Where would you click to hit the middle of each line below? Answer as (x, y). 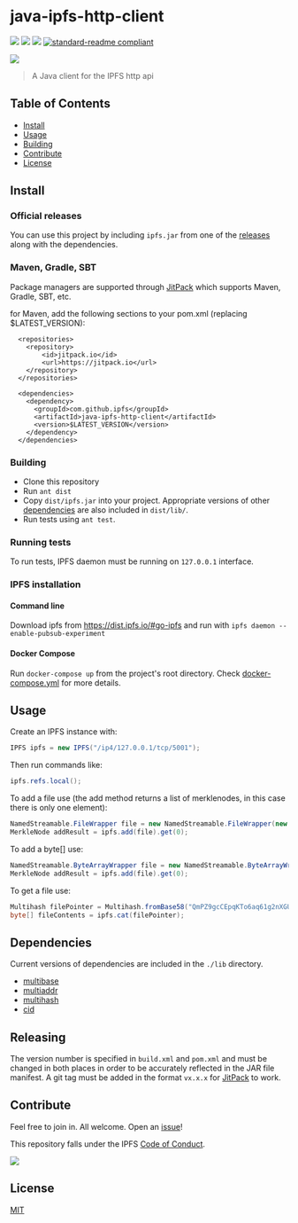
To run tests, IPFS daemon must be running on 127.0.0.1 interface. (132, 561)
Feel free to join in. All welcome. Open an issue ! (96, 1126)
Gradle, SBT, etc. (41, 296)
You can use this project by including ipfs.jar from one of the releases (140, 235)
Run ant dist (47, 491)
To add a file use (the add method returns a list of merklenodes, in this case (148, 798)
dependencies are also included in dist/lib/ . (106, 510)
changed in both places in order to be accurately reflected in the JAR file (142, 1068)
